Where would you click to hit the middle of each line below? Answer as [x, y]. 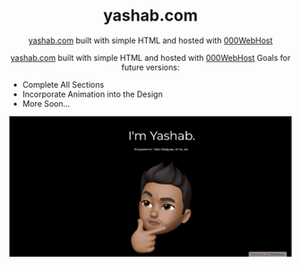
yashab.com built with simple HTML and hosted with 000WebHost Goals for [150, 57]
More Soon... [46, 103]
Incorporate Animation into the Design [92, 94]
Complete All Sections [63, 84]
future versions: [150, 67]
